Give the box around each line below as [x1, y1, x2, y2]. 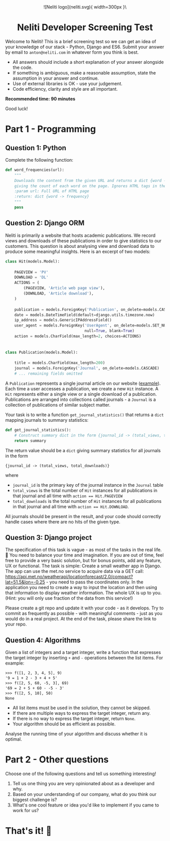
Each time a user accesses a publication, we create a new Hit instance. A [5, 386, 159, 391]
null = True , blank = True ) [84, 328, 135, 334]
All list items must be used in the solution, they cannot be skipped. [12, 705, 151, 711]
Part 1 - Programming [5, 123, 96, 135]
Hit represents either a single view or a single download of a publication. [5, 391, 157, 397]
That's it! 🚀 [5, 825, 52, 837]
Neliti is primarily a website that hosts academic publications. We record [5, 232, 156, 238]
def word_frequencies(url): [5, 167, 65, 172]
